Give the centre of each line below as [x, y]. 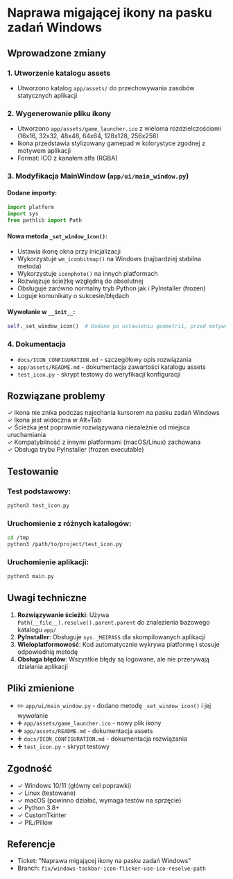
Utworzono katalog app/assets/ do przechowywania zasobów [106, 88]
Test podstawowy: [39, 491]
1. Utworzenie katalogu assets [59, 73]
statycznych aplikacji [47, 95]
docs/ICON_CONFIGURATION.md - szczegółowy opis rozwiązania [104, 359]
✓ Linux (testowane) [46, 793]
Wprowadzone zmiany [57, 53]
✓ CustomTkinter [42, 815]
